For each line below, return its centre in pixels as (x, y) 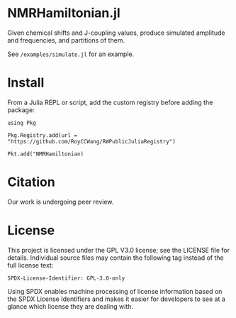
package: (21, 110)
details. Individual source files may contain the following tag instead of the (116, 258)
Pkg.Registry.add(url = (43, 135)
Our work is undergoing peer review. (61, 202)
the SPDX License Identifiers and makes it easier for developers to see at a (116, 299)
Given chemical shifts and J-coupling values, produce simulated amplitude (116, 33)
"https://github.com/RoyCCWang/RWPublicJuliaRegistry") (91, 141)
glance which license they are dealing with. (70, 306)
